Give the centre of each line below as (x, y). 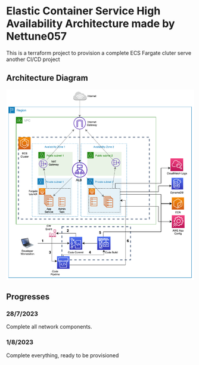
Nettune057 (37, 36)
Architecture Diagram (47, 78)
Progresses (28, 297)
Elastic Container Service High (83, 11)
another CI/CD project (33, 59)
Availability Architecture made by (91, 24)
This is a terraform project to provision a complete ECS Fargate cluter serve (99, 53)
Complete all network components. (49, 327)
